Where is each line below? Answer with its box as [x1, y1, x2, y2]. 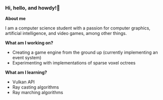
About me [5, 16, 26, 22]
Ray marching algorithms [12, 90, 63, 96]
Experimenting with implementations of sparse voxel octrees [12, 60, 136, 66]
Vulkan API [12, 79, 35, 85]
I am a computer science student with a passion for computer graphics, [5, 25, 151, 31]
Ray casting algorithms [12, 84, 59, 90]
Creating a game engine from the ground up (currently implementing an [12, 49, 158, 56]
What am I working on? [5, 40, 53, 46]
